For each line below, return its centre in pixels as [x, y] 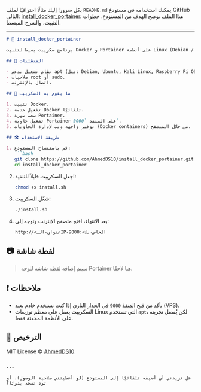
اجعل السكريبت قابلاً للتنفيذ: [45, 176]
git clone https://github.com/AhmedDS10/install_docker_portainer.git [104, 159]
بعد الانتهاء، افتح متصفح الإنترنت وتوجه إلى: [62, 221]
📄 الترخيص [24, 337]
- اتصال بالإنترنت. [29, 83]
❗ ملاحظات [23, 288]
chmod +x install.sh [40, 187]
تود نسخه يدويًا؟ [26, 384]
